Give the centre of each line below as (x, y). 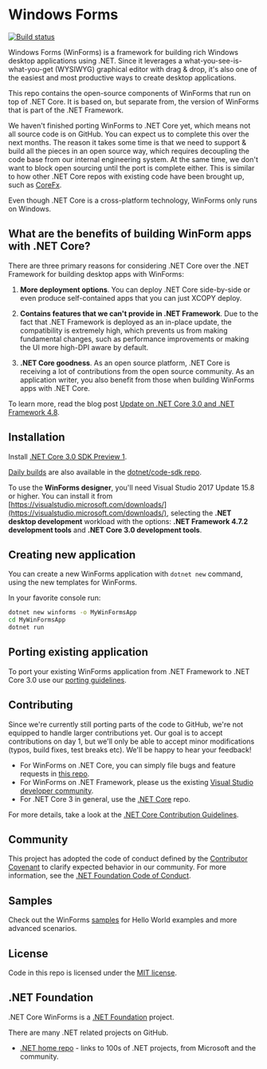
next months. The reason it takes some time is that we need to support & (128, 142)
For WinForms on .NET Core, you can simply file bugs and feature (128, 765)
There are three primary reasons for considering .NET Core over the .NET (129, 266)
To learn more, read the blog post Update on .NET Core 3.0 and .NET (122, 404)
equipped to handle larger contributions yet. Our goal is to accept (116, 732)
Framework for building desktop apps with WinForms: (96, 274)
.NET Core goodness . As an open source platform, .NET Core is (125, 363)
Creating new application (72, 555)
